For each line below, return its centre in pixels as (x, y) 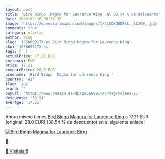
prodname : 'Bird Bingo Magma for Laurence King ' (59, 75)
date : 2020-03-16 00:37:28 (33, 19)
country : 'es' (20, 79)
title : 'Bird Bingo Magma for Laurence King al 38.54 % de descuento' (83, 14)
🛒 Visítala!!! (17, 151)
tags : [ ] (17, 51)
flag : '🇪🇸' (18, 84)
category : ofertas (24, 33)
